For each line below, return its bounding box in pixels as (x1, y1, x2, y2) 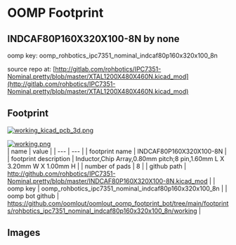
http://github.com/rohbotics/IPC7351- (7, 169, 116, 178)
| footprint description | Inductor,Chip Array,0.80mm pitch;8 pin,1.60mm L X (7, 154, 225, 162)
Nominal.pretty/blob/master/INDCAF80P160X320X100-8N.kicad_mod (7, 176, 209, 185)
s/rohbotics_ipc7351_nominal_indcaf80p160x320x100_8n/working (7, 206, 198, 215)
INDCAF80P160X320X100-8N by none (7, 33, 181, 45)
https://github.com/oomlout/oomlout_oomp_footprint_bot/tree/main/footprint (7, 199, 229, 207)
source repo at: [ (7, 65, 55, 73)
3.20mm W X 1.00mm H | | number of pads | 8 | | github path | (7, 162, 187, 170)
